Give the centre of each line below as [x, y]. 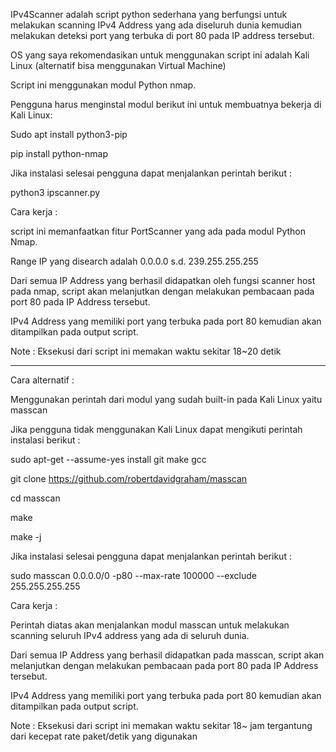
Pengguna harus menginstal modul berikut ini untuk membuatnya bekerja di [166, 104]
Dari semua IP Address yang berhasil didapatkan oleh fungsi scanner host [163, 280]
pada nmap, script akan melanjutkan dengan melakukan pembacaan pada [162, 291]
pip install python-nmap [59, 153]
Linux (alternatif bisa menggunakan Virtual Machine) [118, 65]
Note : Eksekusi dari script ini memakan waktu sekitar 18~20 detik [146, 351]
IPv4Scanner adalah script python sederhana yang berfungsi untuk [149, 14]
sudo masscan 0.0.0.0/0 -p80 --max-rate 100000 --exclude [133, 575]
